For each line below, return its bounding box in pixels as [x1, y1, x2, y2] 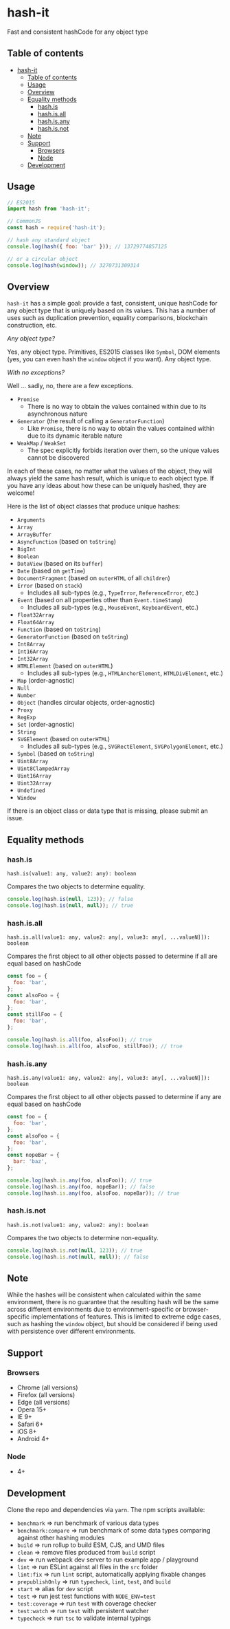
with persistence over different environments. [7, 1327, 136, 1336]
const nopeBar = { [7, 1151, 60, 1159]
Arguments [16, 517, 46, 524]
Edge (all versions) [16, 1398, 71, 1407]
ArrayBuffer [16, 531, 51, 538]
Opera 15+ [16, 1405, 47, 1414]
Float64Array [16, 619, 55, 626]
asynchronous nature [27, 409, 88, 418]
